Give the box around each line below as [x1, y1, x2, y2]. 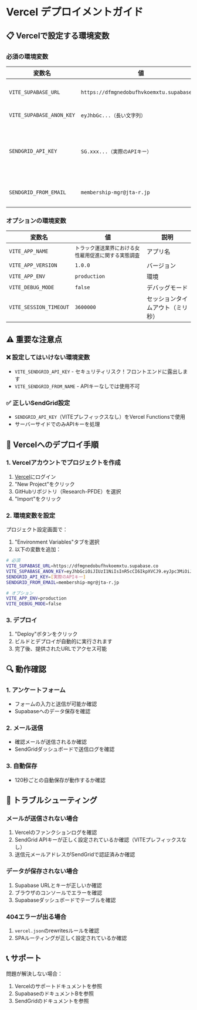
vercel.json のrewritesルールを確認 [14, 927, 100, 934]
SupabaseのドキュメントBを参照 [14, 990, 94, 997]
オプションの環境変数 [6, 216, 66, 224]
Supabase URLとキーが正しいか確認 [14, 882, 103, 889]
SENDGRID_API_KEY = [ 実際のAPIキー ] [6, 574, 86, 580]
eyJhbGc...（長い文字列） [81, 112, 147, 118]
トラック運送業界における [74, 245, 135, 251]
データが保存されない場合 [6, 867, 79, 875]
